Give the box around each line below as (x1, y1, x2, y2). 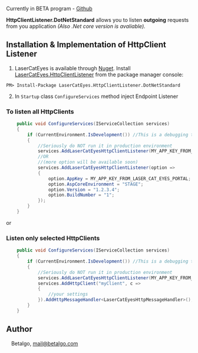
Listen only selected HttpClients (6, 234, 100, 242)
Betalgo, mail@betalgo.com (11, 339, 78, 347)
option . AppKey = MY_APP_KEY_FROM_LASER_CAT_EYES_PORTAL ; (48, 175, 192, 182)
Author (6, 324, 32, 334)
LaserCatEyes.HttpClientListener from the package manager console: (14, 71, 184, 78)
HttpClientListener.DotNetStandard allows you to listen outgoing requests (6, 17, 189, 23)
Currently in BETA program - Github (6, 5, 93, 12)
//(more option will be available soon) (37, 159, 138, 165)
